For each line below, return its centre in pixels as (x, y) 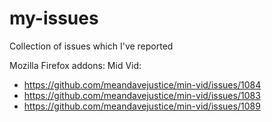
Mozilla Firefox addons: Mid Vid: (75, 65)
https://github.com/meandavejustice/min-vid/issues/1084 (142, 84)
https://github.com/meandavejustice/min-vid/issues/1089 (142, 106)
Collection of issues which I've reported (91, 46)
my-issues (54, 18)
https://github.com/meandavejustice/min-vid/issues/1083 (142, 95)
